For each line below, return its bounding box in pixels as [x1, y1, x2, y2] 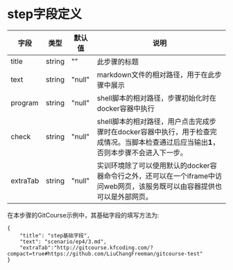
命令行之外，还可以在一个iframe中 [103, 171, 216, 181]
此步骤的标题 [96, 57, 139, 66]
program [10, 98, 39, 107]
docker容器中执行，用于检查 [117, 127, 210, 136]
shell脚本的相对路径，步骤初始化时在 [96, 93, 217, 102]
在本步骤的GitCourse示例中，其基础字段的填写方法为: [7, 210, 159, 219]
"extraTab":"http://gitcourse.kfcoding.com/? [19, 244, 154, 251]
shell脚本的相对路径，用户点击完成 [96, 116, 210, 126]
